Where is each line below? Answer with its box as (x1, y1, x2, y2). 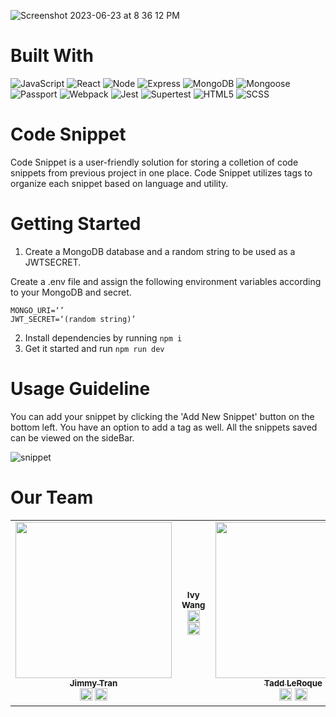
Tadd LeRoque (264, 677, 323, 689)
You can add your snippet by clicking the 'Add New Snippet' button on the (10, 410, 315, 422)
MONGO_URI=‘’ (10, 305, 65, 315)
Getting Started (10, 213, 142, 235)
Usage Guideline (10, 378, 151, 400)
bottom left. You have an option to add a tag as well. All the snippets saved (10, 421, 318, 433)
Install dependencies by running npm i (24, 331, 183, 344)
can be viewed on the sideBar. (10, 431, 135, 444)
